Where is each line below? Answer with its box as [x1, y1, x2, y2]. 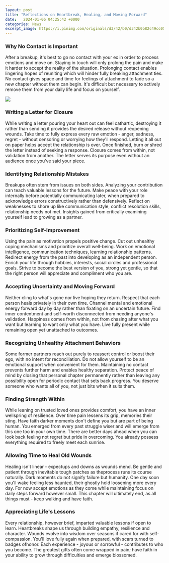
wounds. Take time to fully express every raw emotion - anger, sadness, [5, 131, 155, 137]
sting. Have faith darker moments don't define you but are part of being [5, 418, 153, 424]
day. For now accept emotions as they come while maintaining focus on [5, 485, 154, 491]
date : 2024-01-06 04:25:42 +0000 [5, 17, 80, 22]
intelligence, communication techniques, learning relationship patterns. [5, 249, 152, 255]
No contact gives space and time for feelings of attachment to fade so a [5, 76, 154, 82]
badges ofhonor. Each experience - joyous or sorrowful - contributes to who [5, 541, 163, 547]
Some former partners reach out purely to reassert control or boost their [5, 351, 155, 357]
